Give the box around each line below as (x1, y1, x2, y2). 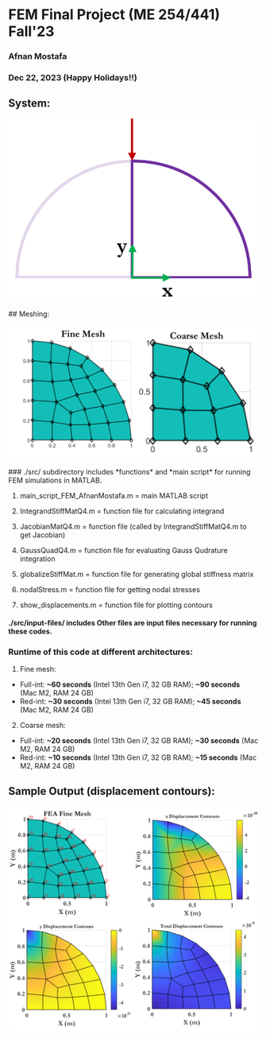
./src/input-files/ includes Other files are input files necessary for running (8, 618, 257, 628)
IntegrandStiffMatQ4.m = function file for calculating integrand (19, 506, 225, 516)
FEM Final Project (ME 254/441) (8, 6, 221, 24)
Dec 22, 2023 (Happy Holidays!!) (8, 72, 137, 83)
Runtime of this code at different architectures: (8, 646, 193, 657)
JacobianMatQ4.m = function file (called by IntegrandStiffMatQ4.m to (19, 521, 248, 531)
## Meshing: (8, 309, 50, 319)
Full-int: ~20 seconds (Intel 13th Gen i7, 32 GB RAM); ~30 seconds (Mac (19, 736, 259, 746)
